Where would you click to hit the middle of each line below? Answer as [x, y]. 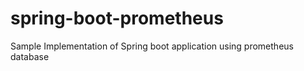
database [30, 56]
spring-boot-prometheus [117, 18]
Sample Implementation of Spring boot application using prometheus [152, 46]
